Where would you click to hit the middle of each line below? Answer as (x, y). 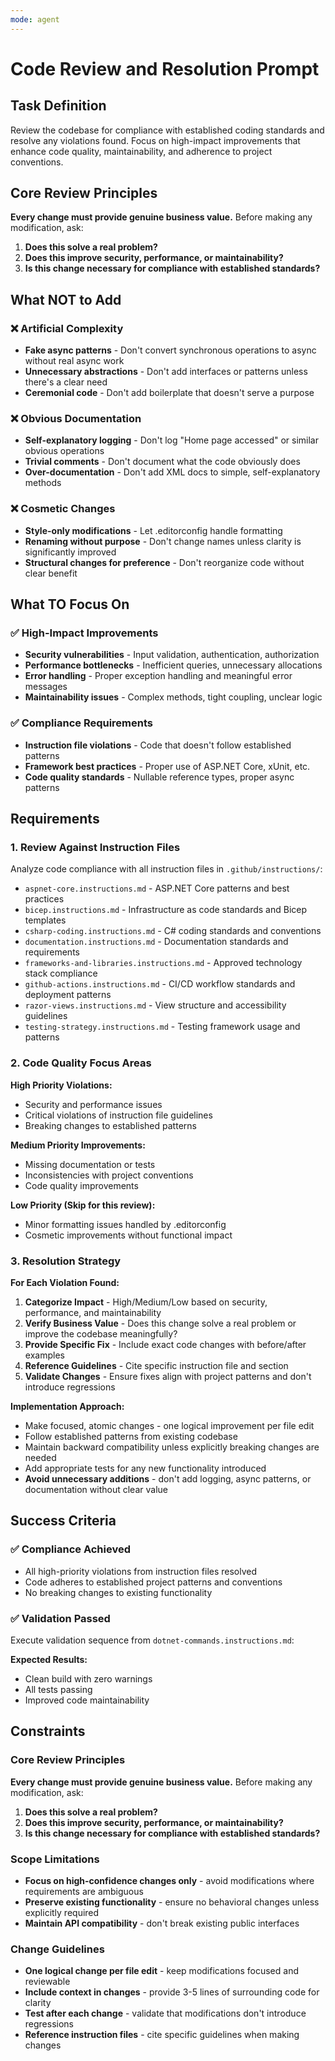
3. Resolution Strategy (66, 1261)
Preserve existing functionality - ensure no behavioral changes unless (172, 1902)
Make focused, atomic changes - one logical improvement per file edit (169, 1425)
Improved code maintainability (87, 1700)
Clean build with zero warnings (88, 1678)
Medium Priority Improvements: (78, 1145)
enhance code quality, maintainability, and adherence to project (141, 151)
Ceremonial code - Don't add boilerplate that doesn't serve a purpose (169, 393)
